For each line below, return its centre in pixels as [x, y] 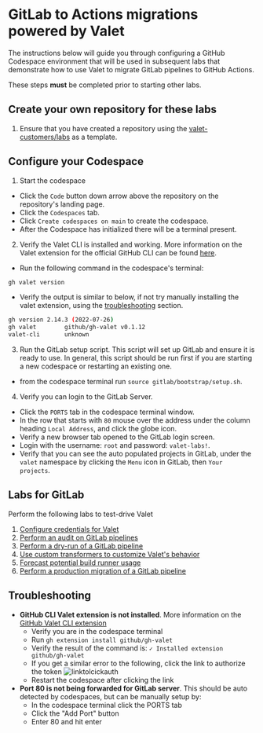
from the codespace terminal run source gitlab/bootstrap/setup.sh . [131, 382]
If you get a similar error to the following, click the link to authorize [138, 663]
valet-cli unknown [49, 335]
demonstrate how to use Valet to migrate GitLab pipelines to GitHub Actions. [131, 69]
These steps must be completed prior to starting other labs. [105, 85]
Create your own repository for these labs [113, 110]
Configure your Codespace [76, 161]
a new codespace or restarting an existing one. [96, 366]
